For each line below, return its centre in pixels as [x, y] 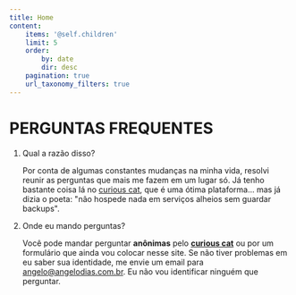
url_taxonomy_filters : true [77, 84]
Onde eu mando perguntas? [74, 225]
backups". [41, 208]
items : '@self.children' [72, 34]
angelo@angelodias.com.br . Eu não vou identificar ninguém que [140, 271]
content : [25, 26]
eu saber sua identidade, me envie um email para [113, 262]
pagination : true [58, 76]
